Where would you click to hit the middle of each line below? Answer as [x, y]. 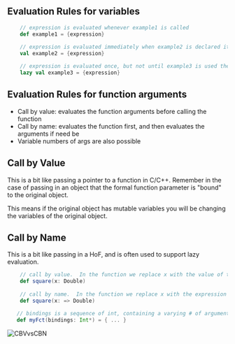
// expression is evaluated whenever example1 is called [105, 27]
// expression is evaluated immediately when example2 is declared [120, 47]
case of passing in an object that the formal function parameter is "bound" [114, 187]
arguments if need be [48, 134]
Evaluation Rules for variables [74, 12]
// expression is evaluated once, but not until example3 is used [119, 66]
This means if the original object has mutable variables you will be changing [116, 208]
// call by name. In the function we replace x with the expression [123, 294]
